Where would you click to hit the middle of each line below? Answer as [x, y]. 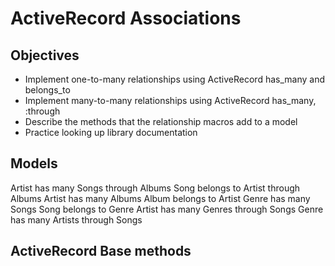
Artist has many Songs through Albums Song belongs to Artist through [155, 188]
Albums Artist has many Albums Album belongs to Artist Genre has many [160, 198]
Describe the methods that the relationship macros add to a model [161, 121]
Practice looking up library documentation [111, 132]
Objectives [45, 55]
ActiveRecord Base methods [101, 251]
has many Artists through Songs [76, 219]
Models [34, 163]
